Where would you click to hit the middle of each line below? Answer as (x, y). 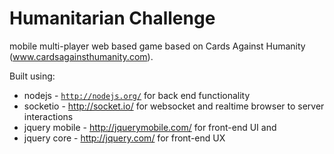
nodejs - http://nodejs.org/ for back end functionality (137, 95)
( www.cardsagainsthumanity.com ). (81, 56)
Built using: (32, 76)
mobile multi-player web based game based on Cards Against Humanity (157, 46)
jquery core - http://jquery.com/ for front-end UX (124, 138)
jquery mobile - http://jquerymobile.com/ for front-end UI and (150, 127)
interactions (48, 116)
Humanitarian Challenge (112, 18)
